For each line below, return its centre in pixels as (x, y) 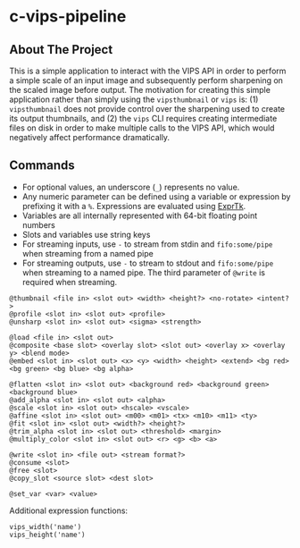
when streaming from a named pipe (87, 253)
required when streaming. (70, 282)
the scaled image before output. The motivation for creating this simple (140, 90)
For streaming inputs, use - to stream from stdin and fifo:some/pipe (147, 244)
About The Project (61, 50)
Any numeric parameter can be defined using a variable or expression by (156, 196)
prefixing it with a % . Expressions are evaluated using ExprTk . (134, 206)
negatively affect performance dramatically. (90, 137)
